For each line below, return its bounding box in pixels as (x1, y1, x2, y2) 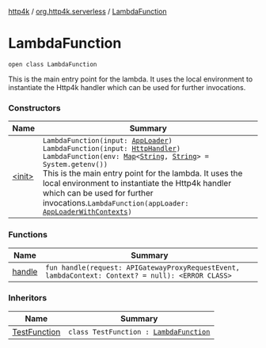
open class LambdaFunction (8, 60, 97, 68)
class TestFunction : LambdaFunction (68, 327, 211, 336)
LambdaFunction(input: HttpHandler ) (42, 144, 180, 153)
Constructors (8, 102, 61, 113)
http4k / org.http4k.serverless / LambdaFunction (8, 7, 168, 16)
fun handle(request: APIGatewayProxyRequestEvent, (44, 263, 240, 272)
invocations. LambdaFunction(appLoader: (42, 198, 189, 209)
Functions (8, 229, 47, 240)
